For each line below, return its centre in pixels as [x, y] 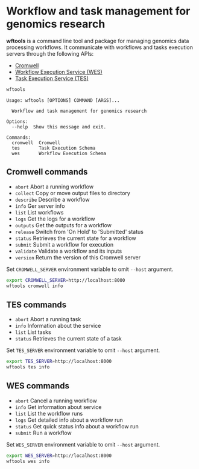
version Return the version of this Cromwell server [77, 257]
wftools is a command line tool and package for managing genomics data [98, 41]
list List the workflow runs [49, 413]
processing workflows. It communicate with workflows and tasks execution [100, 47]
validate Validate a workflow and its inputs [68, 251]
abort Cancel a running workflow [56, 401]
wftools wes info [28, 461]
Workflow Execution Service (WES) [58, 72]
